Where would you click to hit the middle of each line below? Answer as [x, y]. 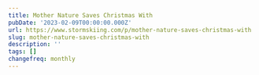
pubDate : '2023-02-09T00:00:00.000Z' [70, 23]
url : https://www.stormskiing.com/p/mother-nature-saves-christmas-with [130, 30]
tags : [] [22, 52]
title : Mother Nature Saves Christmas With [81, 15]
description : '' [35, 45]
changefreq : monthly [42, 59]
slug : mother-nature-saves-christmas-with [79, 37]
